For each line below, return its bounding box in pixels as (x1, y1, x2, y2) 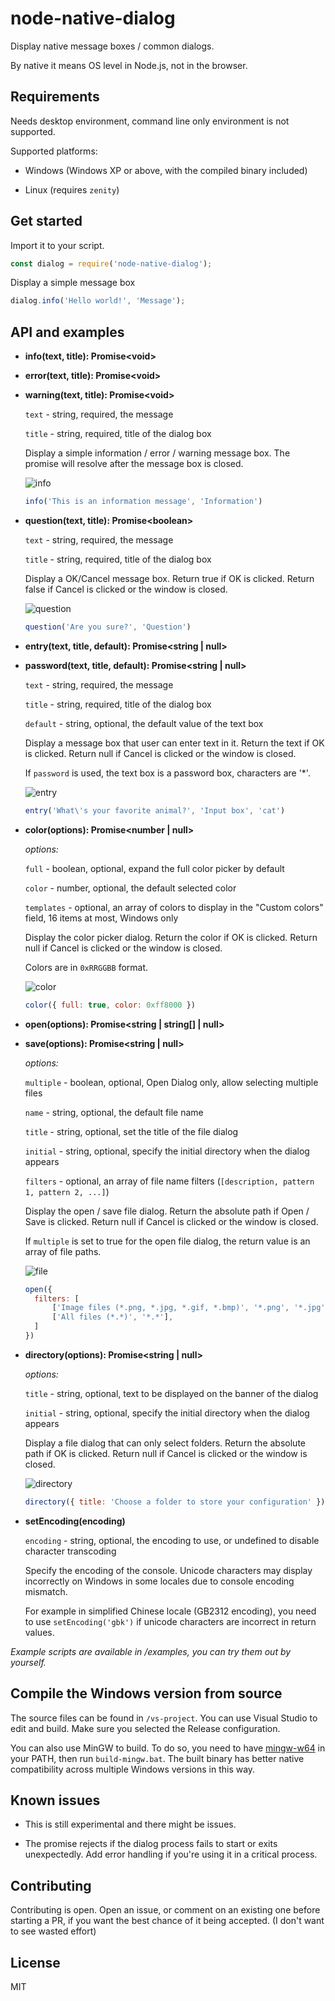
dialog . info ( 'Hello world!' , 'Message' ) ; (10, 296, 186, 306)
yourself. (10, 1656, 47, 1668)
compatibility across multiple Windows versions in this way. (10, 1763, 256, 1775)
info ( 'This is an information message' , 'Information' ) (24, 497, 263, 507)
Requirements (10, 88, 100, 106)
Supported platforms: (10, 145, 98, 157)
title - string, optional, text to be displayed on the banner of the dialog (24, 1387, 319, 1399)
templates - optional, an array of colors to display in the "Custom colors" (24, 901, 324, 913)
